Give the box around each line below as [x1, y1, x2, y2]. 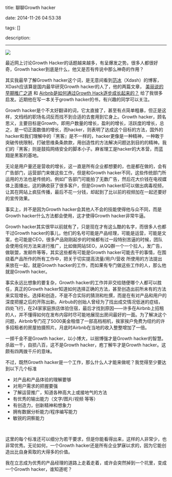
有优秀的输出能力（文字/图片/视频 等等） [12, 396, 98, 402]
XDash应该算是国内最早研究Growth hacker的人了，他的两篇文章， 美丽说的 [5, 84, 164, 89]
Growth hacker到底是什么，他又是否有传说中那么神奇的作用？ [14, 66, 144, 72]
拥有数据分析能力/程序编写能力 [12, 409, 78, 415]
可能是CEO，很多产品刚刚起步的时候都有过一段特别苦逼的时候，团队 [18, 236, 163, 243]
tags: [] [5, 25, 20, 31]
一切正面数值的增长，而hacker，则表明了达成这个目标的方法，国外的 [18, 126, 163, 133]
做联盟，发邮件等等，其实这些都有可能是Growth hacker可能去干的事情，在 [5, 249, 162, 255]
